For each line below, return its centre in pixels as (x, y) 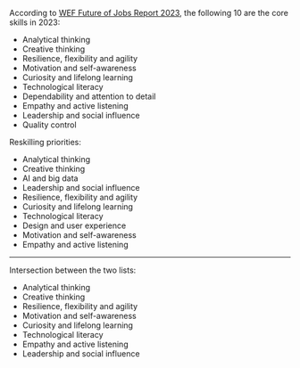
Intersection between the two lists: (73, 270)
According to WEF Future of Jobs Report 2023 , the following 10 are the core (149, 13)
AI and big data (50, 178)
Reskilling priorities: (46, 142)
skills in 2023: (35, 22)
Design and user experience (74, 225)
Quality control (50, 125)
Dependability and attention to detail (89, 96)
